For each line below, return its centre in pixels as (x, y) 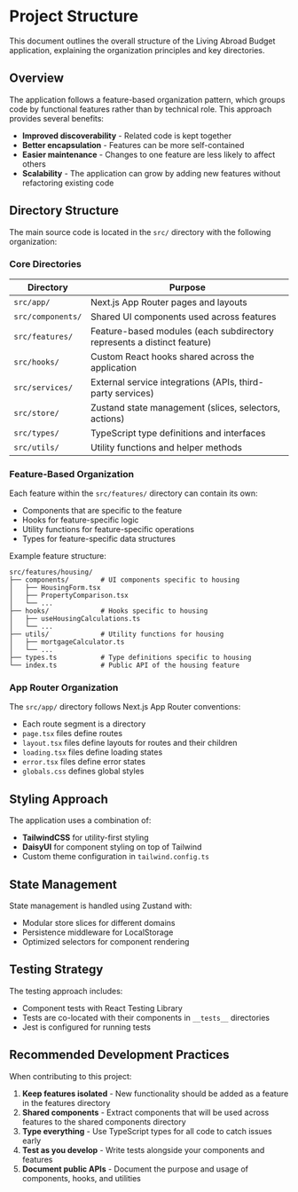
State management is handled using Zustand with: (101, 906)
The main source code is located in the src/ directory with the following (140, 231)
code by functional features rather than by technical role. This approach (141, 109)
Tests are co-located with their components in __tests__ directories (146, 1017)
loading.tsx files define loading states (92, 752)
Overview (37, 78)
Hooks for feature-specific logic (80, 520)
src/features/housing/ (51, 572)
